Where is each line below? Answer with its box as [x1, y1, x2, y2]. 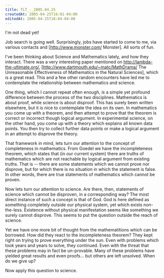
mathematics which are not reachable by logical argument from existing [5, 156, 150, 162]
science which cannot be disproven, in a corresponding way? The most [5, 191, 149, 197]
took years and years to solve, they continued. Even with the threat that [5, 243, 149, 249]
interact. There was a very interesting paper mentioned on [5, 59, 122, 65]
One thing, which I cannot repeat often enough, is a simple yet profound [5, 89, 150, 95]
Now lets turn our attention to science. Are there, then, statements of [5, 186, 144, 192]
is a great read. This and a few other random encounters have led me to [5, 74, 150, 81]
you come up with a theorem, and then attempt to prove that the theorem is [5, 110, 157, 116]
